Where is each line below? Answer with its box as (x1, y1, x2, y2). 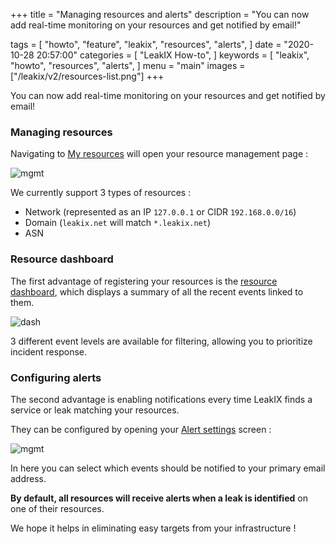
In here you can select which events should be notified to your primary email (10, 462, 326, 474)
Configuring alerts (10, 370, 102, 384)
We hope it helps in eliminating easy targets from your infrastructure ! (10, 522, 297, 534)
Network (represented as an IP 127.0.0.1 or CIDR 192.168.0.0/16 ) (24, 206, 297, 218)
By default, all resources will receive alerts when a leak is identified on (10, 492, 308, 504)
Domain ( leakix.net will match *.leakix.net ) (24, 217, 212, 229)
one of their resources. (10, 502, 105, 514)
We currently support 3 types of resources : (10, 187, 192, 199)
